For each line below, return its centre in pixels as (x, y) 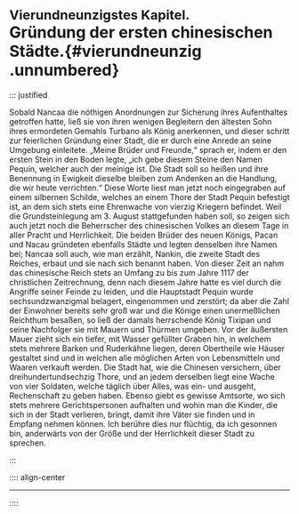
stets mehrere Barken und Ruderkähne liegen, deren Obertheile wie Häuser (147, 348)
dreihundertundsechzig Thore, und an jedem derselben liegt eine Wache (142, 376)
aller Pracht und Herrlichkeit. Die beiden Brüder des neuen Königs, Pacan (144, 235)
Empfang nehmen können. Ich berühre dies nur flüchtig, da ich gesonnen (143, 423)
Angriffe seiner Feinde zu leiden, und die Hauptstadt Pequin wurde (131, 292)
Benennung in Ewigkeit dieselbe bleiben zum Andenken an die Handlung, (143, 178)
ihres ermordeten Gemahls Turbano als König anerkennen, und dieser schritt (149, 131)
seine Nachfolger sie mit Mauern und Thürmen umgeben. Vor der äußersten (149, 329)
